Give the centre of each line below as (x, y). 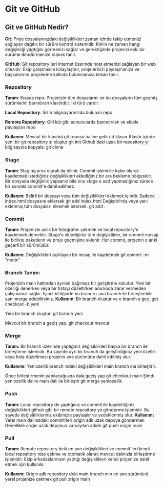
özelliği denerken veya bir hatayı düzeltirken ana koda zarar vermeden (76, 288)
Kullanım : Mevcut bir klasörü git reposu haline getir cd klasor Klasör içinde (80, 137)
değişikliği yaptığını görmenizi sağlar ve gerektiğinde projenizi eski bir (75, 49)
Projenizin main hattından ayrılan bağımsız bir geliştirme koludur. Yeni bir (78, 283)
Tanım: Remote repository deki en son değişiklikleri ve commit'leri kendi (78, 449)
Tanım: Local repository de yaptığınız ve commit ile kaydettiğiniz (70, 404)
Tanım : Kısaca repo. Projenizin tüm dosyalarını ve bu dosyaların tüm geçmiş (81, 98)
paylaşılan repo (20, 127)
